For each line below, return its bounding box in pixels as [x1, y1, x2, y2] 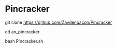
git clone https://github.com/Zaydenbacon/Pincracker [5, 19, 112, 25]
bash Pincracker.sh [5, 38, 44, 44]
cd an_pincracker [5, 29, 40, 34]
